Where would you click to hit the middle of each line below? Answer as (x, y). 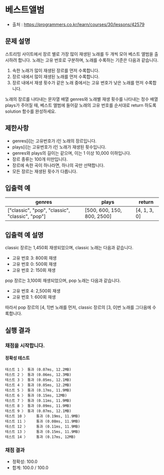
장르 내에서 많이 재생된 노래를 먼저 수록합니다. (56, 77)
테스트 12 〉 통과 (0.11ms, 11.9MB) (43, 426)
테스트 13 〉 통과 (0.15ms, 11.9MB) (43, 432)
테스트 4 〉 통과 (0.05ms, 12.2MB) (38, 385)
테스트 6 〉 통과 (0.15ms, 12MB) (36, 396)
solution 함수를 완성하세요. (31, 111)
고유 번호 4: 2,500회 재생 (36, 291)
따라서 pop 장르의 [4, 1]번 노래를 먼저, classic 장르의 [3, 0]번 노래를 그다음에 (78, 307)
